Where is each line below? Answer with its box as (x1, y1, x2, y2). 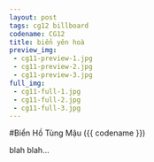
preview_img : (9, 46, 58, 55)
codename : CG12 (9, 29, 65, 38)
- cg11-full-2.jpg (12, 95, 81, 104)
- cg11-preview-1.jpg (12, 54, 93, 63)
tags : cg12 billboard (9, 21, 89, 30)
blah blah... (9, 145, 50, 156)
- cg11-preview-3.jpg (12, 71, 93, 80)
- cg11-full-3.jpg (12, 104, 81, 112)
